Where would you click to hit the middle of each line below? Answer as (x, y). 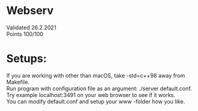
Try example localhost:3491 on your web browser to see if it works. (91, 95)
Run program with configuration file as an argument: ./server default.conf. (99, 88)
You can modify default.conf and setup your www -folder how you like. (96, 101)
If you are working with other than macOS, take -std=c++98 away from (96, 75)
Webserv (30, 11)
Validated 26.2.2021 (31, 27)
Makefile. (18, 82)
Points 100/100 (25, 34)
